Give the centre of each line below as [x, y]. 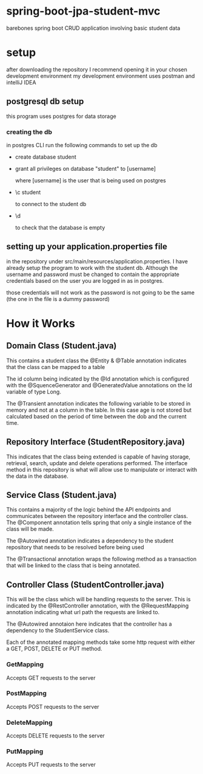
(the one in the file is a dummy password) [58, 299]
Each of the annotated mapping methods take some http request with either [101, 642]
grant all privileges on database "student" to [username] [85, 168]
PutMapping [25, 752]
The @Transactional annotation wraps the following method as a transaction [101, 559]
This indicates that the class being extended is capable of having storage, [98, 457]
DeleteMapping [29, 722]
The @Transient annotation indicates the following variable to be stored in [98, 403]
